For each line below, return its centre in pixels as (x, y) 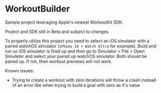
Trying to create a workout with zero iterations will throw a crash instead (84, 80)
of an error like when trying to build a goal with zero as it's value (76, 85)
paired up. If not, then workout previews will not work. (59, 61)
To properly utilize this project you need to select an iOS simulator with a (77, 41)
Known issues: (20, 70)
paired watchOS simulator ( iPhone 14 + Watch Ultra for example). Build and (81, 46)
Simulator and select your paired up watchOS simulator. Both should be (76, 56)
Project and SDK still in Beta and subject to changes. (57, 31)
